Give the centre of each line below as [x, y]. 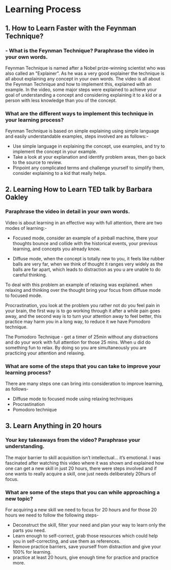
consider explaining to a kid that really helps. [60, 173]
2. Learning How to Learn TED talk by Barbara [79, 189]
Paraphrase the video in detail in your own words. [68, 212]
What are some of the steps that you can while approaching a [83, 492]
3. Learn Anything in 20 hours [53, 426]
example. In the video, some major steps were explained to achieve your [81, 89]
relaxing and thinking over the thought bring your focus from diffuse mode [83, 290]
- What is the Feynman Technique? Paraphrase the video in [80, 50]
